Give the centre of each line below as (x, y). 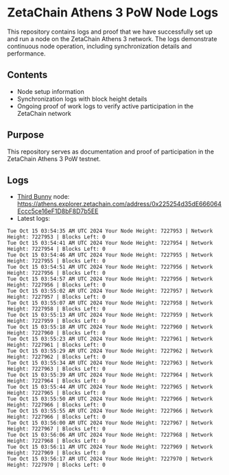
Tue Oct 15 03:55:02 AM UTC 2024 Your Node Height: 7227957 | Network (110, 291)
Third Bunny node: (43, 197)
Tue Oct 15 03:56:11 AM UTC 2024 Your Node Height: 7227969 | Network (110, 447)
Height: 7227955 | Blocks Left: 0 (57, 261)
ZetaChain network (44, 113)
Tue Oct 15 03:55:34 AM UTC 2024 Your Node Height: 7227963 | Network (110, 363)
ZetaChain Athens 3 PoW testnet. (54, 158)
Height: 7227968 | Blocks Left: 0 (57, 441)
